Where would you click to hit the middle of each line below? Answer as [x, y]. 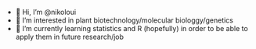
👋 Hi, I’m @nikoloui [46, 12]
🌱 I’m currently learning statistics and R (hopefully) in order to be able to [132, 28]
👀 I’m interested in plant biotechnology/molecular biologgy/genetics [124, 20]
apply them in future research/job [69, 37]
